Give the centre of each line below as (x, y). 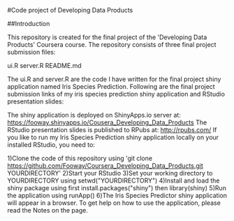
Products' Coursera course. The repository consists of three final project (112, 44)
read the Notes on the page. (48, 210)
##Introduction (29, 23)
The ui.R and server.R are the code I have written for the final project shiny (114, 79)
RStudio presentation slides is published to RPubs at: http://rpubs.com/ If (112, 130)
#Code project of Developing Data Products (70, 10)
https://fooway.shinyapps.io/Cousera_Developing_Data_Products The (107, 122)
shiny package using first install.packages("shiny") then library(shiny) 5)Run (117, 188)
